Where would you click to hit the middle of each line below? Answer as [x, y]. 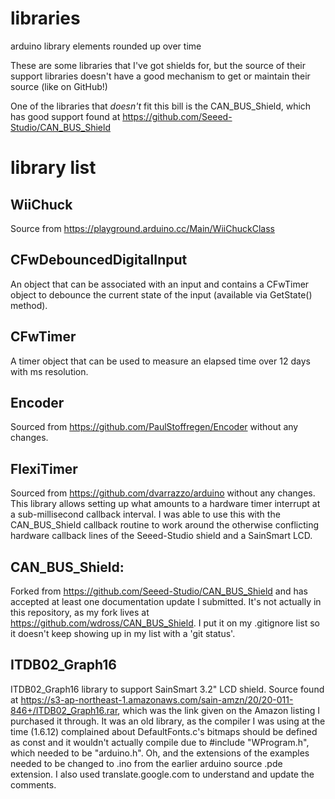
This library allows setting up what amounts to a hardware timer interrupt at [165, 504]
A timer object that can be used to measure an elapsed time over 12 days [160, 361]
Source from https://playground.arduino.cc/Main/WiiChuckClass [142, 228]
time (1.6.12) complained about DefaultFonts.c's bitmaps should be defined [164, 731]
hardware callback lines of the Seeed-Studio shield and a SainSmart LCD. [161, 536]
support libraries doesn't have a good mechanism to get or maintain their [160, 76]
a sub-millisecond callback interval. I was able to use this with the [145, 514]
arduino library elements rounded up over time [106, 46]
